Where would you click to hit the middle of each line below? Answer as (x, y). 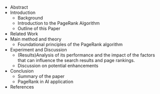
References (22, 87)
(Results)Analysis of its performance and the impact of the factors (86, 55)
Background (30, 18)
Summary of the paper (41, 76)
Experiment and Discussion (38, 50)
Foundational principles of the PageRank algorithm (70, 44)
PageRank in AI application (45, 81)
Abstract (19, 7)
